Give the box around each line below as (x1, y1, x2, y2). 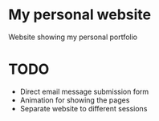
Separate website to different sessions (19, 103, 148, 113)
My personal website (8, 6, 152, 24)
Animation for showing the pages (19, 95, 130, 105)
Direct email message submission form (19, 87, 149, 96)
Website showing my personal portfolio (8, 32, 138, 42)
